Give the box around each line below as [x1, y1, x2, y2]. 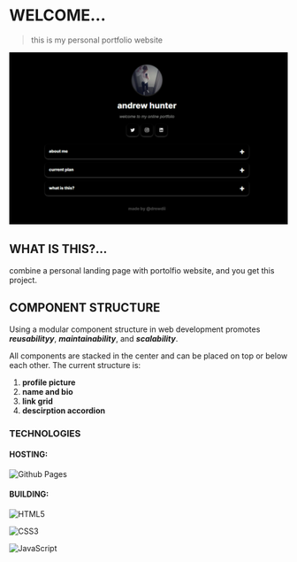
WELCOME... [9, 5, 106, 26]
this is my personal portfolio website [30, 35, 164, 45]
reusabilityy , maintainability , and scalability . [9, 333, 179, 343]
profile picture [21, 377, 76, 388]
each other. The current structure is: [9, 359, 141, 370]
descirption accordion [21, 404, 106, 416]
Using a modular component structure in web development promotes [9, 324, 261, 335]
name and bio [21, 386, 73, 396]
